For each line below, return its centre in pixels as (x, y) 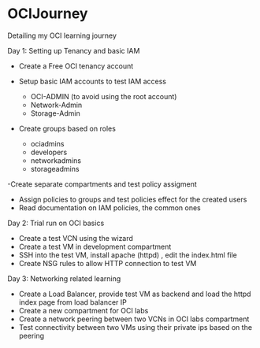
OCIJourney (48, 14)
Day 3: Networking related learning (64, 278)
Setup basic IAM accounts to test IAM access (93, 81)
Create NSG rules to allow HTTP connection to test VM (108, 263)
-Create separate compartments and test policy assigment (102, 184)
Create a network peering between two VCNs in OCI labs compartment (134, 319)
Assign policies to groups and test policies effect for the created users (133, 199)
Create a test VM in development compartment (95, 246)
